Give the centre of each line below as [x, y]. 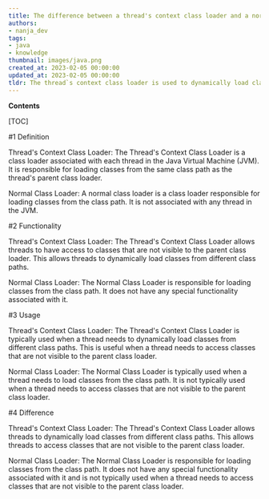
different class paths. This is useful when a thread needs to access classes [132, 347]
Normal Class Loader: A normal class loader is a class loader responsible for [134, 193]
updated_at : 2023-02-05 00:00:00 [64, 75]
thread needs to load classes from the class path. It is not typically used [127, 380]
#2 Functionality [35, 226]
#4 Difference [31, 412]
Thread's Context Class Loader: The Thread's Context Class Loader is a [127, 152]
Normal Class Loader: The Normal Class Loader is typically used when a [128, 371]
